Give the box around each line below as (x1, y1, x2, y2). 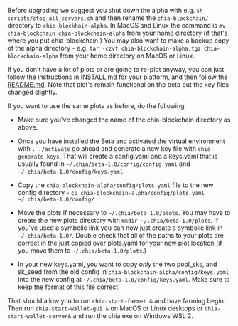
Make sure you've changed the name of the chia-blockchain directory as (17, 115, 231, 124)
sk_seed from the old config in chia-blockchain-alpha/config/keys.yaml (17, 268, 229, 276)
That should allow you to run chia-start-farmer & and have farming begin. (7, 297, 226, 305)
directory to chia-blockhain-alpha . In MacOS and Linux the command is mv (7, 21, 226, 29)
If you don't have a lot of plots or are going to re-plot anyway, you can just (7, 65, 225, 73)
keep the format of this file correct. (17, 283, 121, 291)
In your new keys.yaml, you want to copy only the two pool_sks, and (17, 260, 217, 268)
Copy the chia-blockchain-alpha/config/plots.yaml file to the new (17, 181, 215, 189)
